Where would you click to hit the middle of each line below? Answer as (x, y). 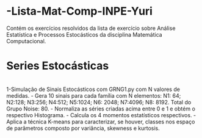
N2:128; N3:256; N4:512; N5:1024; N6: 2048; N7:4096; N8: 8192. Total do (99, 102)
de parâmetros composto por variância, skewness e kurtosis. (83, 128)
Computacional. (26, 41)
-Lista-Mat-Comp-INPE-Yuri (79, 11)
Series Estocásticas (58, 66)
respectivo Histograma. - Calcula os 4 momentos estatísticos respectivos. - (101, 115)
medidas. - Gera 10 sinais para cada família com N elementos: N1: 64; (94, 95)
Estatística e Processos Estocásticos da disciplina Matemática (85, 34)
